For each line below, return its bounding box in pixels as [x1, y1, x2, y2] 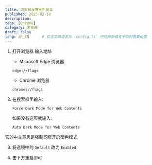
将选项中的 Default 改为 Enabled [12, 144, 76, 150]
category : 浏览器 [5, 25, 38, 30]
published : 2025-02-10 [5, 12, 51, 17]
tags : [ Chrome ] [5, 20, 36, 26]
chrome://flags [12, 87, 43, 92]
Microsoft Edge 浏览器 [19, 58, 64, 64]
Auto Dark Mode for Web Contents [12, 125, 80, 129]
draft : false [5, 30, 32, 35]
